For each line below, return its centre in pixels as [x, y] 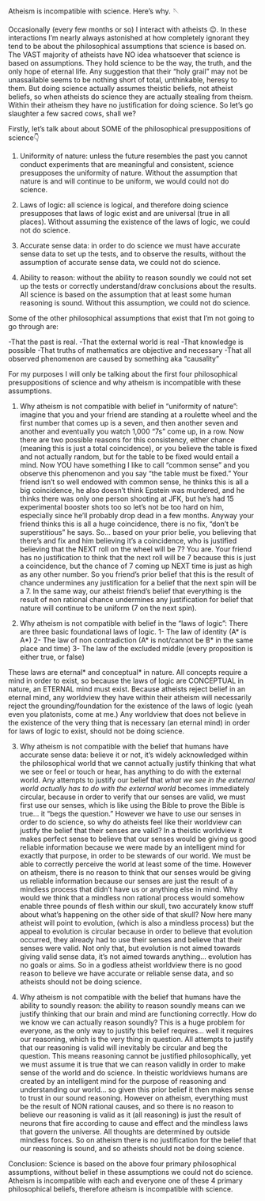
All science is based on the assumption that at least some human [125, 294]
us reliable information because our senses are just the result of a [127, 881]
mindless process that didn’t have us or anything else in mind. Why [129, 889]
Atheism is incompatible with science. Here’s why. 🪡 [94, 11]
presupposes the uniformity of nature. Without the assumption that [129, 173]
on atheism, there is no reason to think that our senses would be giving [135, 872]
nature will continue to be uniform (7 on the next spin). [108, 608]
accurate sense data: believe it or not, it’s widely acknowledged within [134, 755]
